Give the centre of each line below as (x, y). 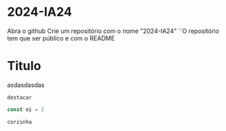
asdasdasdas (26, 85)
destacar (20, 97)
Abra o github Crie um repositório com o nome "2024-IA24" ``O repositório (113, 31)
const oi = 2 (26, 109)
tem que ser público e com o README (61, 38)
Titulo (24, 66)
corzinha (20, 122)
